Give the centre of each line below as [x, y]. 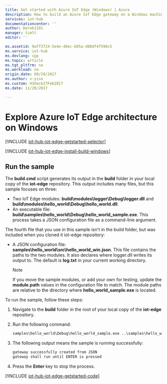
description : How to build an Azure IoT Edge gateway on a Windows [77, 14]
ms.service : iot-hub [27, 51]
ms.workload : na [22, 70]
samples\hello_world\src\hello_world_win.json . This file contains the [84, 250]
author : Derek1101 [24, 28]
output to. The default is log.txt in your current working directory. [79, 260]
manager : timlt [21, 33]
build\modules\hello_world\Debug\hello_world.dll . [66, 204]
